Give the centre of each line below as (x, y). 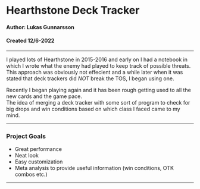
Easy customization (39, 162)
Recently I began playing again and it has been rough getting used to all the (99, 90)
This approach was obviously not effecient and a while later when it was (95, 72)
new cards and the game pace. (44, 96)
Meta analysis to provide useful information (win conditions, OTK (94, 168)
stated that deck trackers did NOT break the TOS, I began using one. (90, 78)
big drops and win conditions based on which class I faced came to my (93, 109)
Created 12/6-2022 (30, 41)
